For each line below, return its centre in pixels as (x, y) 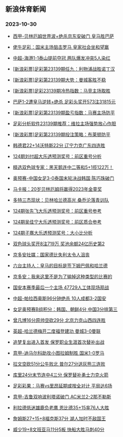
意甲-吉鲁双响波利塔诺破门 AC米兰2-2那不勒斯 (62, 396)
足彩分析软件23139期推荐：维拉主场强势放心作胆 (65, 123)
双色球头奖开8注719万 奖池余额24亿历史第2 (59, 244)
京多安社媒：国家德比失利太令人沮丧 (51, 254)
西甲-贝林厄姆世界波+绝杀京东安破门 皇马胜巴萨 (63, 36)
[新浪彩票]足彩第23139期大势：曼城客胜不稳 (59, 80)
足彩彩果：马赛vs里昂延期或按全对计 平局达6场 (62, 386)
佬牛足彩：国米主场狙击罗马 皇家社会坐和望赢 (61, 47)
